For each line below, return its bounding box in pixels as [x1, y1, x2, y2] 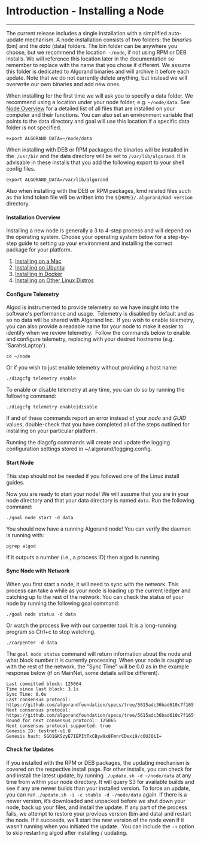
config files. [6, 165, 36, 172]
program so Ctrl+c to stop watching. [6, 628, 96, 635]
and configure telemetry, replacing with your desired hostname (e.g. [6, 335, 175, 343]
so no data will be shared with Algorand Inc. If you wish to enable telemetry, [6, 316, 194, 324]
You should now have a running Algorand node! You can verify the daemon [6, 525, 191, 532]
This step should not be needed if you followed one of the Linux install [6, 472, 179, 480]
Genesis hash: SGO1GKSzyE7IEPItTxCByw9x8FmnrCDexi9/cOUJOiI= [6, 733, 162, 739]
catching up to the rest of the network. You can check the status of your [6, 593, 184, 600]
